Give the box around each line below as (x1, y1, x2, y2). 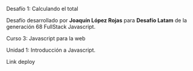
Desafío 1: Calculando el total (6, 5, 78, 12)
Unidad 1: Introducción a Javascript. (6, 46, 96, 54)
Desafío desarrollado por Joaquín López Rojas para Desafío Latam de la (6, 17, 187, 23)
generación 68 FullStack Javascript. (6, 23, 96, 30)
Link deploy (6, 58, 35, 65)
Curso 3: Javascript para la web (6, 35, 86, 42)
